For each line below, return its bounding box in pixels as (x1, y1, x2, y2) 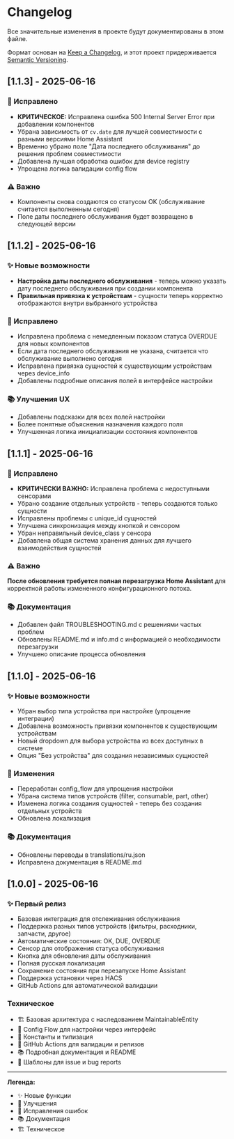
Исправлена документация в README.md (17, 858, 142, 866)
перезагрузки (17, 642, 58, 651)
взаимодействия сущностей (17, 543, 102, 552)
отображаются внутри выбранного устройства (17, 299, 158, 307)
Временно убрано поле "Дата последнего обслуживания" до (17, 142, 201, 150)
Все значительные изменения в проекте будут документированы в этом (7, 27, 224, 36)
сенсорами (17, 492, 52, 500)
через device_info (17, 369, 70, 377)
